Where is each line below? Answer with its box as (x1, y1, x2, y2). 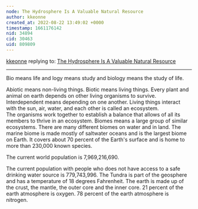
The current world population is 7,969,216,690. (6, 154, 120, 161)
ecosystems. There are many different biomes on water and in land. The (6, 123, 181, 130)
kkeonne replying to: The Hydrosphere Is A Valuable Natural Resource (6, 57, 176, 65)
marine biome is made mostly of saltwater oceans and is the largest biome (6, 130, 187, 137)
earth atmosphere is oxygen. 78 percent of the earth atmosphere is (6, 190, 169, 197)
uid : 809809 (6, 42, 35, 48)
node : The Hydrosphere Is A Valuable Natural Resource (6, 8, 144, 15)
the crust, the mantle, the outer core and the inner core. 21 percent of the (6, 184, 184, 191)
